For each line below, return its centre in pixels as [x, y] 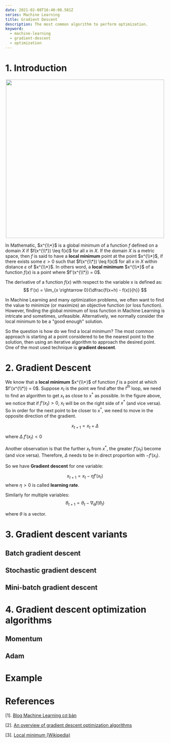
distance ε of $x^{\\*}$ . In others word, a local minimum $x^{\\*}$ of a [79, 266]
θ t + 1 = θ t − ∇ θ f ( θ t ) [85, 504]
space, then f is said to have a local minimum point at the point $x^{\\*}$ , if [84, 256]
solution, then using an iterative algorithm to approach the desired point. [80, 342]
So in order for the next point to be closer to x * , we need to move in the [79, 410]
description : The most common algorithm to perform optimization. [77, 24]
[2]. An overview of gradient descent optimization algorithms [69, 725]
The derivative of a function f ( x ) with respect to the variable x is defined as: [84, 282]
